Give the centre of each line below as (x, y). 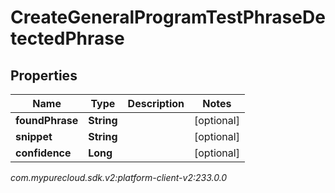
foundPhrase (47, 120)
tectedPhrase (67, 38)
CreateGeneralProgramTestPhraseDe (168, 17)
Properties (44, 75)
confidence (43, 153)
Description (156, 103)
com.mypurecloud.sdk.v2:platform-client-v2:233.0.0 (119, 177)
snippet (34, 136)
